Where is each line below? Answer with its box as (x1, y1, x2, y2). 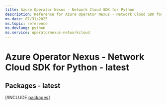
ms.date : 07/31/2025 (5, 16, 48, 21)
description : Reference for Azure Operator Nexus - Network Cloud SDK (5, 12, 155, 17)
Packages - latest (5, 81, 61, 90)
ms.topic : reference (5, 21, 48, 26)
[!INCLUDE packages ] (5, 95, 50, 100)
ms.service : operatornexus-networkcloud (5, 30, 90, 35)
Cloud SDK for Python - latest (5, 62, 129, 73)
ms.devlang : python (5, 26, 46, 31)
